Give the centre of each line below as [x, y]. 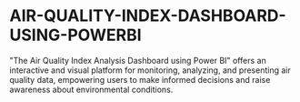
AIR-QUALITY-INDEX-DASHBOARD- [148, 16]
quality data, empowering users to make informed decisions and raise [140, 79]
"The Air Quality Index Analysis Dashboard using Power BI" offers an [138, 60]
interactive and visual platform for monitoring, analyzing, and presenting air [150, 70]
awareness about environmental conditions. [91, 89]
